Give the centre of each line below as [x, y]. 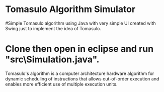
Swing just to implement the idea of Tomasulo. [53, 28]
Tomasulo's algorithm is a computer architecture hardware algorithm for [80, 73]
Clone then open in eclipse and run [79, 49]
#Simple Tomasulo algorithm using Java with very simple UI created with [80, 23]
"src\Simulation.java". [52, 60]
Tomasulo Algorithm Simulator [70, 9]
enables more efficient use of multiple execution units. [61, 84]
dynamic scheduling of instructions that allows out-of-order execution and [82, 78]
